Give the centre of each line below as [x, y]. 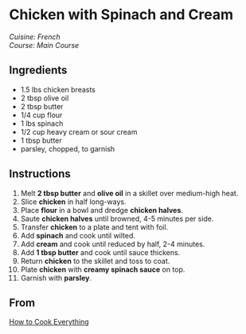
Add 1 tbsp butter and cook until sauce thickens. [100, 252]
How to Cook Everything [49, 322]
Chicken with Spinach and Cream [121, 15]
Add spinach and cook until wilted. [78, 235]
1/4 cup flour [41, 115]
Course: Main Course [44, 45]
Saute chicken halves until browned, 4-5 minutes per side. [117, 218]
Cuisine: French [35, 37]
